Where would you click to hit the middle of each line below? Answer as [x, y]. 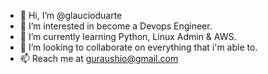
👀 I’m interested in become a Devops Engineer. [116, 26]
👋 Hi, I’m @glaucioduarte [71, 15]
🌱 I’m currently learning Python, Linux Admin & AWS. [128, 36]
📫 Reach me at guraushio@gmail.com [99, 58]
